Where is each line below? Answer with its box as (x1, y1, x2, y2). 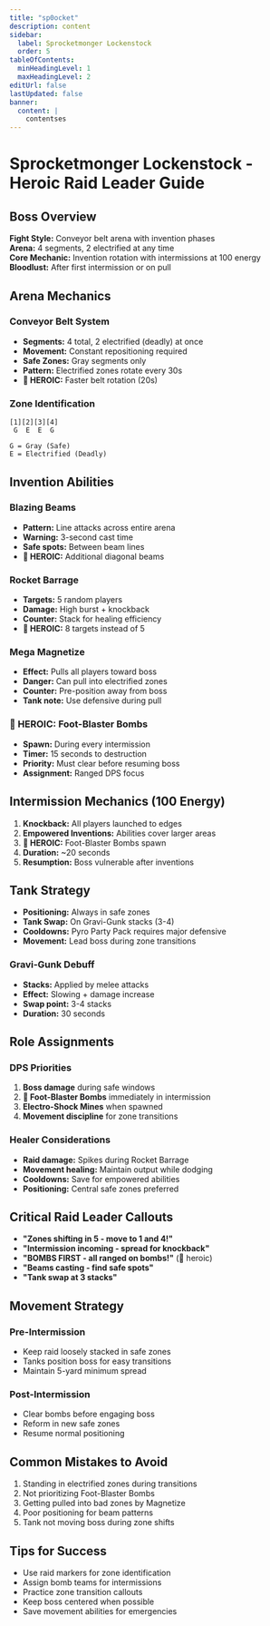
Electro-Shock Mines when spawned (22, 1102, 163, 1112)
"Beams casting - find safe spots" (22, 1262, 154, 1273)
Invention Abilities (9, 474, 115, 490)
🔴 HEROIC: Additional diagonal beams (22, 551, 165, 562)
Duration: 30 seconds (22, 1008, 106, 1019)
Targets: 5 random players (22, 594, 123, 605)
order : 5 (17, 47, 51, 56)
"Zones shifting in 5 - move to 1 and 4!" (22, 1233, 174, 1244)
